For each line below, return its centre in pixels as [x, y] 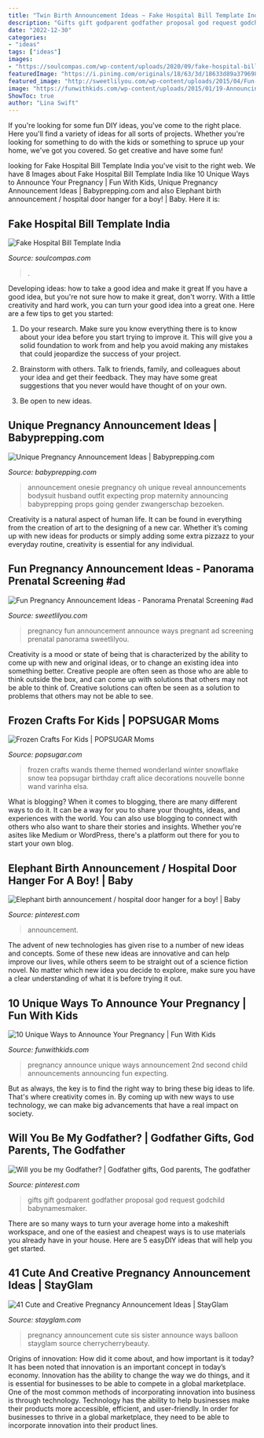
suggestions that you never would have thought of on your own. [123, 385]
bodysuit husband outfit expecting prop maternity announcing [128, 495]
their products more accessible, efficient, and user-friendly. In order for [124, 1408]
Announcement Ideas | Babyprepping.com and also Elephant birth [115, 191]
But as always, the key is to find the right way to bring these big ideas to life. [132, 1088]
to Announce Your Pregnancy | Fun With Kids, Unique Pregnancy [113, 182]
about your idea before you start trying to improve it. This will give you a [136, 337]
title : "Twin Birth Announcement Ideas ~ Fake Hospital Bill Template [126, 15]
